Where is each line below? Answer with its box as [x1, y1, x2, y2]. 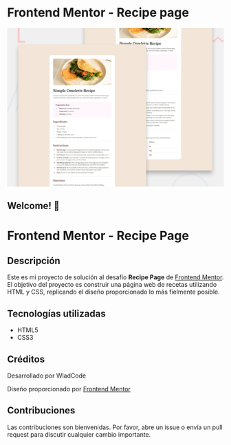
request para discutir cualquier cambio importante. [7, 430, 151, 438]
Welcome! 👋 [7, 200, 60, 212]
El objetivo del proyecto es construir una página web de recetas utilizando [7, 281, 217, 289]
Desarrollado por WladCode [7, 371, 87, 380]
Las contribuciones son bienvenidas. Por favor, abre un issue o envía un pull [7, 423, 223, 431]
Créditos [7, 353, 45, 365]
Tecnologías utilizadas [7, 307, 106, 319]
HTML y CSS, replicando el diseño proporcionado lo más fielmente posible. [7, 287, 220, 296]
